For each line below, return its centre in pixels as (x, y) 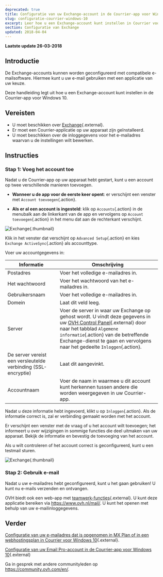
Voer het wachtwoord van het (93, 281)
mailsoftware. (19, 78)
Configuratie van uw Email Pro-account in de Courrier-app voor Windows (78, 550)
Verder (16, 523)
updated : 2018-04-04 (26, 32)
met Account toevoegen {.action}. (44, 200)
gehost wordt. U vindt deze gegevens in (105, 317)
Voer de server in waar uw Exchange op (105, 310)
